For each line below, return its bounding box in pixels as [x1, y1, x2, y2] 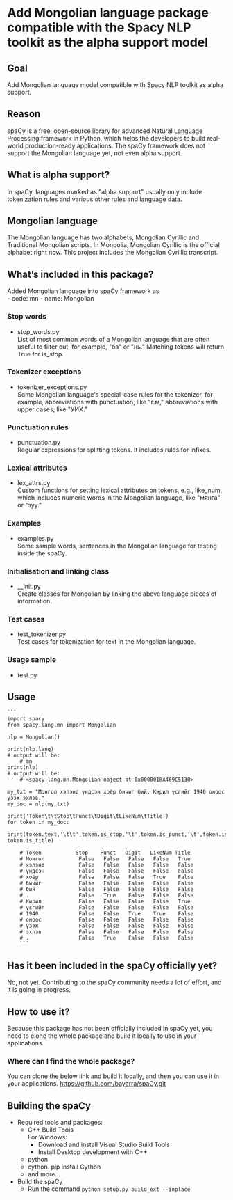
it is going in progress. [7, 986, 71, 994]
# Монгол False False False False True [19, 855, 191, 862]
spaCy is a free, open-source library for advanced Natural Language [7, 127, 203, 135]
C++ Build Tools [27, 1126, 74, 1134]
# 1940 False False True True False [19, 910, 194, 917]
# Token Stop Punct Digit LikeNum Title [19, 849, 191, 857]
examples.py [17, 534, 54, 542]
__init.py [17, 583, 41, 591]
